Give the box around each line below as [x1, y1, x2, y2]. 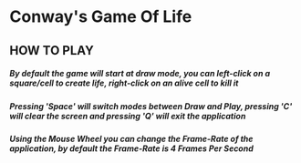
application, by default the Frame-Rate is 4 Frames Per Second [9, 143, 254, 154]
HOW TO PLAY [9, 43, 94, 58]
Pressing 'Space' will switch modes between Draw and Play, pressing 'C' [9, 100, 293, 111]
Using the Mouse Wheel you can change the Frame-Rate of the [9, 133, 254, 144]
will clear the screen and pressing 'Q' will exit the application [9, 110, 246, 121]
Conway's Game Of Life [9, 6, 192, 27]
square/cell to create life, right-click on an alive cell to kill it [9, 77, 239, 88]
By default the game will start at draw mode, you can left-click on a [9, 68, 271, 79]
